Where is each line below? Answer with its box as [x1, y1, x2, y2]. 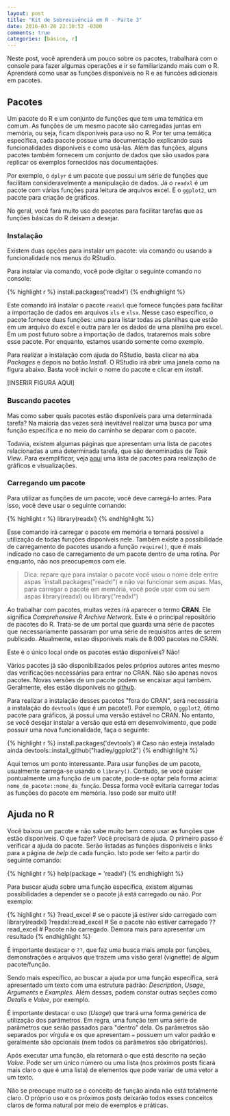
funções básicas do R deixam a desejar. [7, 213, 120, 222]
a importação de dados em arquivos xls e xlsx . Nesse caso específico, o [7, 308, 214, 316]
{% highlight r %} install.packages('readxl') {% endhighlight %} [7, 288, 186, 296]
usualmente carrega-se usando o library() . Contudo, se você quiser [7, 767, 203, 775]
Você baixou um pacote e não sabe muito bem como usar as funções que [7, 826, 215, 835]
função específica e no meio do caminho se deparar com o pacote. [7, 426, 197, 434]
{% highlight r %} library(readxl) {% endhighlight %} [7, 514, 155, 522]
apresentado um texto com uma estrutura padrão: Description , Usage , [7, 981, 205, 989]
